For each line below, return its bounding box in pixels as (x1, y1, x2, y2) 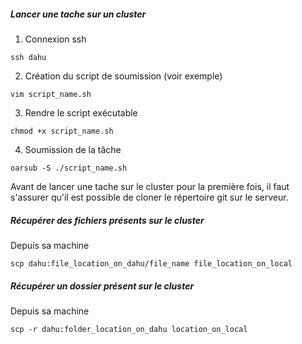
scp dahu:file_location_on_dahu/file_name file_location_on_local (10, 258, 293, 269)
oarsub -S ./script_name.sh (10, 163, 128, 173)
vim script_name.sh (10, 89, 92, 99)
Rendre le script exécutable (24, 106, 138, 119)
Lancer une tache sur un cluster (10, 8, 147, 20)
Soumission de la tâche (24, 143, 122, 155)
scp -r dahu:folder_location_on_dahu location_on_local (10, 324, 248, 334)
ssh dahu (10, 52, 47, 62)
